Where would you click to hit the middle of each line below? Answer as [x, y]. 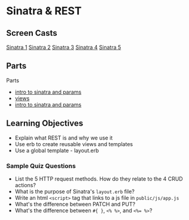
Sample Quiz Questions [41, 166]
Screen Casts [32, 33]
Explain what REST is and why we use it [64, 138]
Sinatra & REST [44, 11]
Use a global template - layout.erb [57, 150]
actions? [25, 185]
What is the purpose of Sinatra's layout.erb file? [74, 191]
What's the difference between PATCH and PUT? [75, 204]
